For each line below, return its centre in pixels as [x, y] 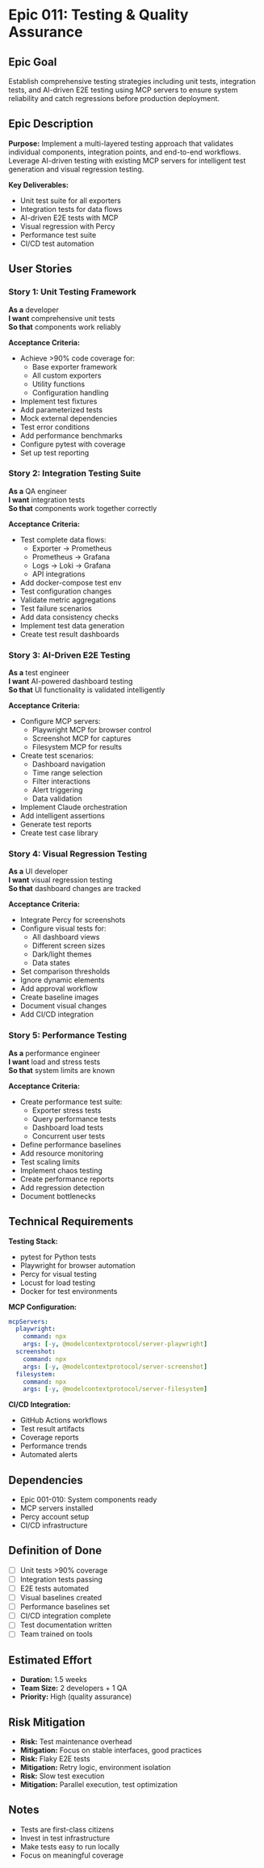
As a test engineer [39, 673]
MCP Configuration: [43, 1307]
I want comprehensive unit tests [62, 318]
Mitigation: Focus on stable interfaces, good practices [111, 1750]
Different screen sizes [69, 946]
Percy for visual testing [58, 1274]
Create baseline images [59, 997]
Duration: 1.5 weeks [53, 1680]
